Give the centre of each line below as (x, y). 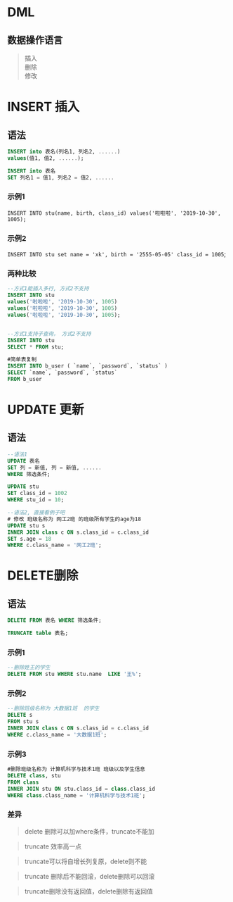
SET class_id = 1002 (38, 494)
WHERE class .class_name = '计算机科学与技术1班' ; (76, 795)
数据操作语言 (35, 40)
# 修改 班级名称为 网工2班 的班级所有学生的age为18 (74, 519)
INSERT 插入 (44, 107)
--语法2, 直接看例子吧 (36, 513)
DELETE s (20, 715)
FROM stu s (23, 722)
